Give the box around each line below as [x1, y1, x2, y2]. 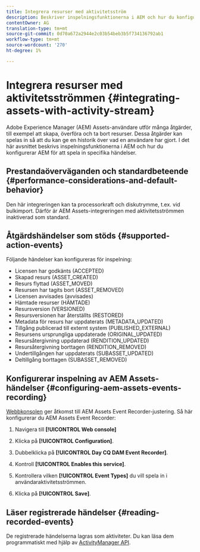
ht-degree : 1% [6, 48, 42, 54]
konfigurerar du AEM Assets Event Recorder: [6, 414, 116, 421]
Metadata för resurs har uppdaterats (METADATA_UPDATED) [14, 318, 164, 325]
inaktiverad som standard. [6, 213, 70, 221]
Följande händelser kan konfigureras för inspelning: [6, 256, 132, 263]
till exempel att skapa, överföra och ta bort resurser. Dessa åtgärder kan [6, 129, 183, 137]
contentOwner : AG [6, 20, 49, 26]
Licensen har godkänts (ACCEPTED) [14, 267, 104, 275]
